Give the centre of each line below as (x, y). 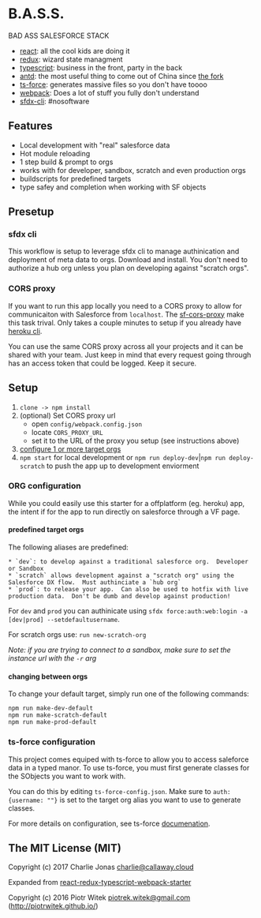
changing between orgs (48, 676)
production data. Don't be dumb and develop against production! (119, 597)
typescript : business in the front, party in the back (101, 67)
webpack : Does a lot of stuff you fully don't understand (109, 92)
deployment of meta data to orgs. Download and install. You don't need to (128, 260)
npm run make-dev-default (50, 708)
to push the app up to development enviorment (123, 466)
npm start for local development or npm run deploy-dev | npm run (123, 457)
